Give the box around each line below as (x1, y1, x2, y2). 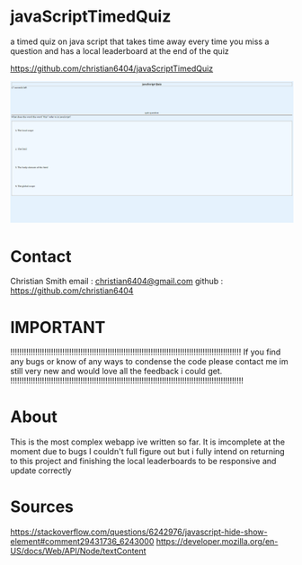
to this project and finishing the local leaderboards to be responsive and (10, 456, 277, 467)
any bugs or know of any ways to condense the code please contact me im (10, 356, 289, 367)
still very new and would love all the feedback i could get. (10, 366, 223, 377)
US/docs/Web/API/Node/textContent (10, 546, 147, 557)
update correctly (10, 465, 72, 476)
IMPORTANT (10, 317, 106, 337)
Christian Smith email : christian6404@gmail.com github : (10, 276, 224, 287)
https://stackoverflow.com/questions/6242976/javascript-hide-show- (10, 526, 268, 537)
